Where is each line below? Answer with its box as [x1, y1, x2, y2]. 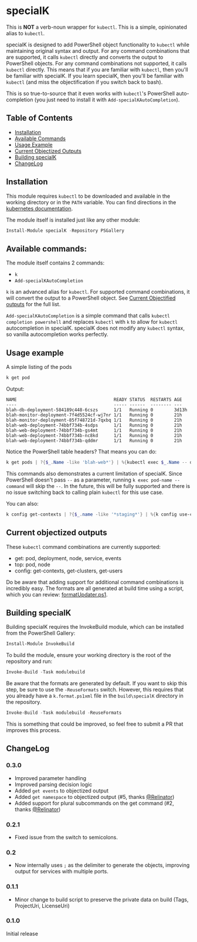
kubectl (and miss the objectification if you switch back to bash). [6, 78, 163, 86]
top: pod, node [14, 561, 51, 568]
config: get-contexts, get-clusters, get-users [14, 567, 123, 574]
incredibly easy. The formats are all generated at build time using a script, [6, 585, 184, 592]
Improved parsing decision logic [14, 781, 93, 788]
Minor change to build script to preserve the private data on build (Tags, [14, 896, 189, 903]
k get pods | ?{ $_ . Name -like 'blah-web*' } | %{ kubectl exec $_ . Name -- [6, 459, 188, 465]
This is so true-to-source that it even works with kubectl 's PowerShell [6, 90, 175, 97]
